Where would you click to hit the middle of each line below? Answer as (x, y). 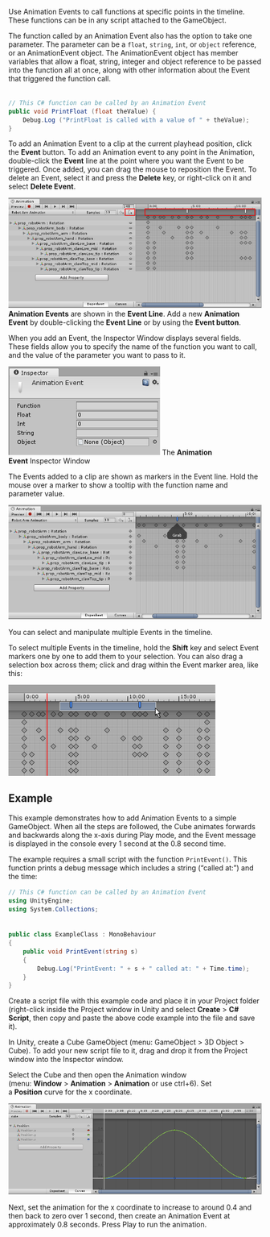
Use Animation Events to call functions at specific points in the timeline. (127, 12)
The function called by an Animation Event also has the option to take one (130, 36)
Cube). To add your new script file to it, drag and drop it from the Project (128, 1051)
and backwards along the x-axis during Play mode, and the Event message (132, 835)
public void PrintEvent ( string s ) (80, 951)
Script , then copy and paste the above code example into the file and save (132, 1018)
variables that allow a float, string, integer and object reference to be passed (135, 61)
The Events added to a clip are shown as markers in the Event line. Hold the (133, 476)
